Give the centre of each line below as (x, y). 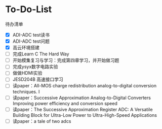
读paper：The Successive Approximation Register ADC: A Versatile (83, 109)
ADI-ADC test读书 (31, 35)
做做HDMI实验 (27, 73)
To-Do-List (29, 9)
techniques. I (26, 91)
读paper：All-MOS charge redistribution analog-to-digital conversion (85, 86)
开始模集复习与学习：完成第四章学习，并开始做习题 (66, 60)
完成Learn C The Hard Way (41, 54)
